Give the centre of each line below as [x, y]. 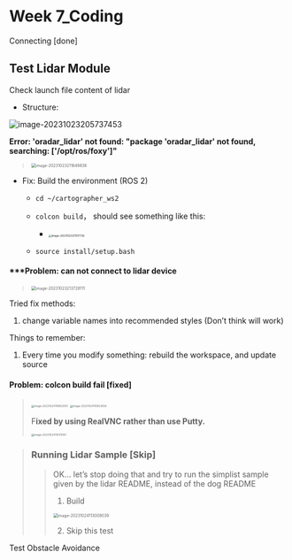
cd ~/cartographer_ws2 [77, 198]
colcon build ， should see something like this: [120, 216]
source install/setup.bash [85, 251]
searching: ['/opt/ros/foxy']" [63, 150]
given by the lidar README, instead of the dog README [154, 483]
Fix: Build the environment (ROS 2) [85, 180]
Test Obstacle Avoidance [54, 548]
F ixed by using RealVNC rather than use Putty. [118, 421]
